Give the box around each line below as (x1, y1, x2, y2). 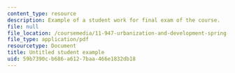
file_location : (7, 29, 52, 37)
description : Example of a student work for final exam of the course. (7, 17, 220, 24)
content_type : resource (7, 10, 77, 17)
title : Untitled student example (7, 49, 105, 56)
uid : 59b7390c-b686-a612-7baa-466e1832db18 (7, 56, 136, 63)
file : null (7, 23, 39, 30)
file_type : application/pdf (7, 36, 90, 43)
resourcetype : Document (7, 42, 77, 49)
